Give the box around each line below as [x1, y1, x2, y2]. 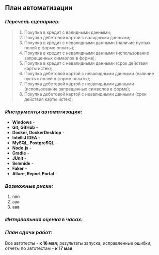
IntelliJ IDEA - [12, 135, 41, 140]
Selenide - [12, 160, 34, 166]
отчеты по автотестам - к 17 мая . [5, 245, 74, 251]
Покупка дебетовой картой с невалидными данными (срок [24, 91, 147, 97]
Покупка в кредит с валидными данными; [24, 29, 111, 35]
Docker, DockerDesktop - [12, 129, 64, 135]
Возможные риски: [5, 182, 53, 189]
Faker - [12, 165, 28, 171]
